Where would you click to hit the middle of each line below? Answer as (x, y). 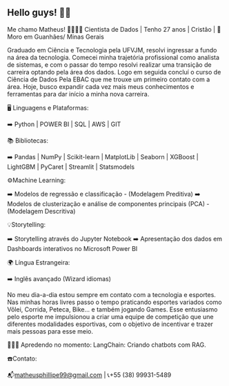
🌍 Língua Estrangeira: (39, 262)
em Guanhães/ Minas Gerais (64, 37)
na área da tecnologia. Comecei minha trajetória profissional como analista (113, 57)
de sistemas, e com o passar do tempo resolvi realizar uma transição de (109, 64)
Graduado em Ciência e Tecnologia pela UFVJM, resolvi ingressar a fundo (112, 50)
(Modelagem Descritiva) (41, 211)
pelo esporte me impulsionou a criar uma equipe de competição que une (110, 316)
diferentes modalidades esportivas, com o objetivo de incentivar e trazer (110, 324)
